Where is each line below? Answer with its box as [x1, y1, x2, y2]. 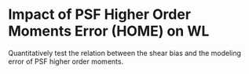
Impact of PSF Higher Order [8, 6, 191, 24]
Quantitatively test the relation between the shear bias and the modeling [8, 48, 242, 57]
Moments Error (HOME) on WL [8, 22, 210, 40]
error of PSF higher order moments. [8, 57, 124, 66]
